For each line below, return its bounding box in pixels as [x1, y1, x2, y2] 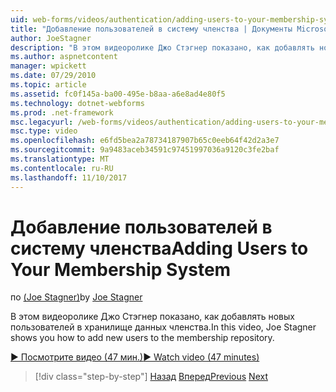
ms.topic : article [10, 80, 87, 90]
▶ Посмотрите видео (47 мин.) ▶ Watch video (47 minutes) [10, 351, 260, 363]
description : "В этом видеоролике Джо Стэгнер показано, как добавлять [10, 42, 315, 53]
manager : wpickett [10, 61, 87, 71]
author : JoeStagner [10, 33, 92, 43]
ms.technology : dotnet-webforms [10, 98, 145, 108]
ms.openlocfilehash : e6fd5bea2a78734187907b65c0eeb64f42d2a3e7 [10, 136, 280, 146]
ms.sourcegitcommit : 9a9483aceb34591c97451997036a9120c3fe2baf [10, 145, 280, 155]
